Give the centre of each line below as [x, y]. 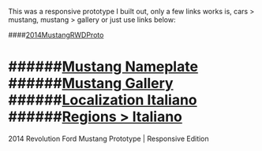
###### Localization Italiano [103, 100]
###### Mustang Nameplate [103, 67]
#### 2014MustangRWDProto [56, 35]
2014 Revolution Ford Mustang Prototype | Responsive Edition [109, 138]
